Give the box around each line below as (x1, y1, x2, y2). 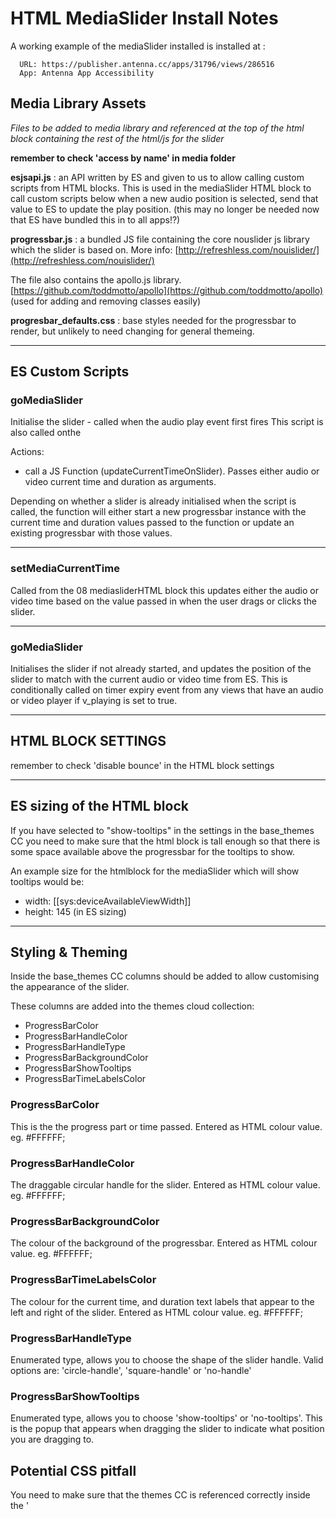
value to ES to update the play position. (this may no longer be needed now (10, 203, 320, 215)
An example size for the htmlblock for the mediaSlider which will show (10, 865, 300, 877)
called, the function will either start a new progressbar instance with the (10, 506, 307, 518)
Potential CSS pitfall (10, 1462, 137, 1479)
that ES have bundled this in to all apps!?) (10, 213, 181, 226)
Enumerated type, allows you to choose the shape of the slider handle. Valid (10, 1353, 324, 1366)
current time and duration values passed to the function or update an (10, 517, 295, 529)
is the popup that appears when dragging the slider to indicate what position (10, 1423, 325, 1435)
